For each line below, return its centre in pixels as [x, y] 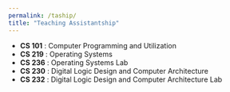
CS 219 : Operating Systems [66, 54]
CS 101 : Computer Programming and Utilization [98, 45]
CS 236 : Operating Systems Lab [74, 62]
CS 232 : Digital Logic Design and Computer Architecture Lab [121, 79]
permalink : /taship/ [43, 15]
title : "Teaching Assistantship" [64, 23]
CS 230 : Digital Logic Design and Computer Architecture [114, 71]
